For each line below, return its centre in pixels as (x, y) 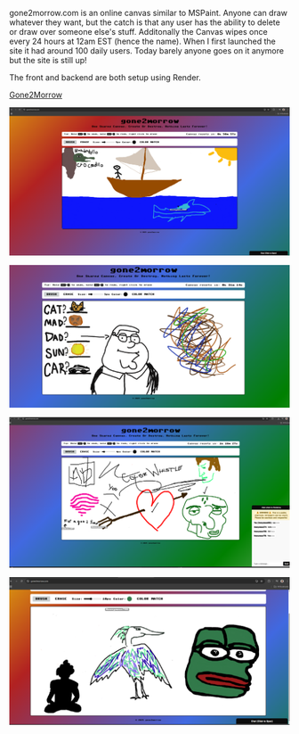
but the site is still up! (48, 60)
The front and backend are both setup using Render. (105, 78)
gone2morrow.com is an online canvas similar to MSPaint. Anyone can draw (148, 13)
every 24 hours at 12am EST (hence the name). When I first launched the (142, 41)
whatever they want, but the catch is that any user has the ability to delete (145, 22)
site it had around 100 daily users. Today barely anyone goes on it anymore (147, 51)
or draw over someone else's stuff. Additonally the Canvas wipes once (139, 32)
